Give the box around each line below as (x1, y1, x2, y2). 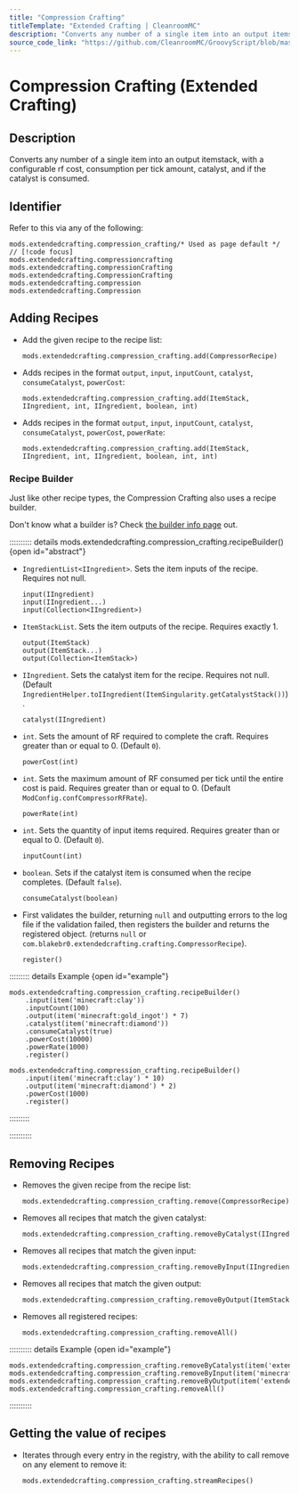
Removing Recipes (9, 1155, 115, 1172)
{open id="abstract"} (9, 546, 86, 557)
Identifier (9, 199, 62, 214)
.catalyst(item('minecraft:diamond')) (25, 1019, 169, 1029)
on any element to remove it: (21, 1458, 127, 1470)
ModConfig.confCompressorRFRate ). (21, 792, 148, 803)
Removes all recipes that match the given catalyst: (21, 1212, 207, 1223)
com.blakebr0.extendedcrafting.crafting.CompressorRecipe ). (21, 938, 247, 949)
